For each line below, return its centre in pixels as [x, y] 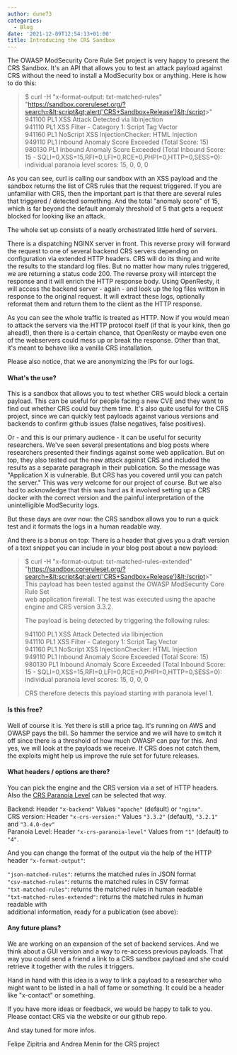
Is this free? [25, 709]
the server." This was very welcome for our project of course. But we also [115, 482]
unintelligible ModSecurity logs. [53, 505]
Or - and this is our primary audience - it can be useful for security [104, 438]
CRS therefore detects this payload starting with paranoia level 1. [119, 693]
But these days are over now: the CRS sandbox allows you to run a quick [113, 519]
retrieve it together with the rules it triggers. [71, 966]
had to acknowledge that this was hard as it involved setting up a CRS [109, 490]
